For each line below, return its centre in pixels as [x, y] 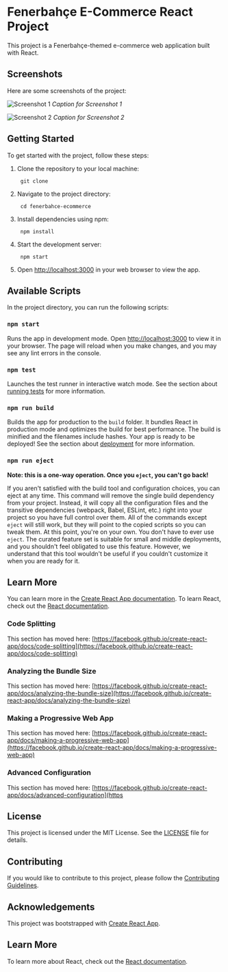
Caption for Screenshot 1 [87, 104]
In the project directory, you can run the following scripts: [88, 307]
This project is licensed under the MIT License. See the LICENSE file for [108, 833]
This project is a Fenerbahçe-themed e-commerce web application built [109, 45]
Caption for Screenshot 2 [89, 117]
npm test [22, 370]
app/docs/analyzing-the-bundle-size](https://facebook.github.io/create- [110, 693]
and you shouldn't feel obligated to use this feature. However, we [99, 546]
